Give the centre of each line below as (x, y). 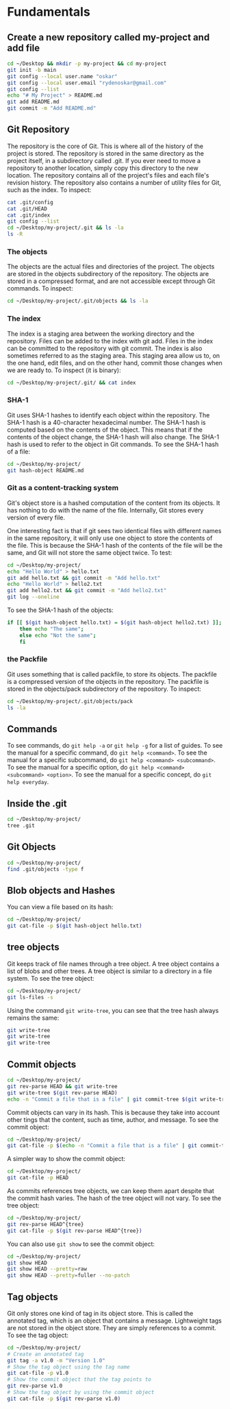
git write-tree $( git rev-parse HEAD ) (62, 1093)
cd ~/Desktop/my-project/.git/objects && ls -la (78, 301)
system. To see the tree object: (51, 978)
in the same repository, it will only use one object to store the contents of (110, 538)
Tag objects (33, 1297)
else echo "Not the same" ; (58, 635)
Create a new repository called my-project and (108, 37)
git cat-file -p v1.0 (38, 1373)
